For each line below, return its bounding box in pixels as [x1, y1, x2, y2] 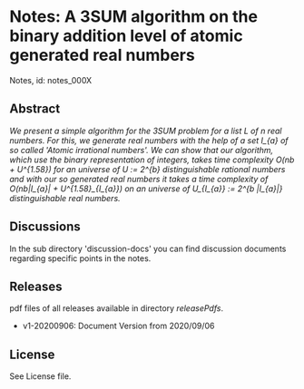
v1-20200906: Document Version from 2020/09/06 [22, 320, 215, 332]
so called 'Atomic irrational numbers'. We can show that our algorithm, [9, 144, 274, 155]
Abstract [9, 102, 61, 117]
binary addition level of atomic [9, 25, 243, 46]
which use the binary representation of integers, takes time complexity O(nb [9, 154, 295, 165]
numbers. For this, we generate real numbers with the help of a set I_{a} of [9, 134, 289, 146]
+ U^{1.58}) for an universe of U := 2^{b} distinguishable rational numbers [9, 163, 286, 174]
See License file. [9, 371, 72, 382]
